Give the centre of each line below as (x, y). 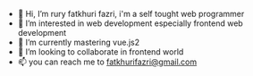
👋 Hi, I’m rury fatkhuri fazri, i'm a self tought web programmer (131, 14)
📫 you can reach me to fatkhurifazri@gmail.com (107, 62)
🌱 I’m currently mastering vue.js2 (79, 42)
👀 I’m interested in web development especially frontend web (130, 23)
